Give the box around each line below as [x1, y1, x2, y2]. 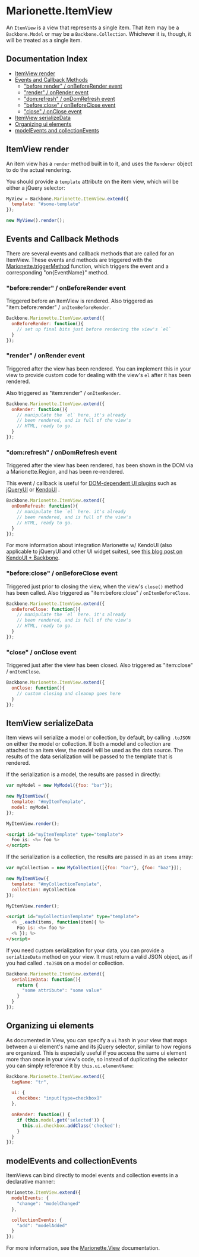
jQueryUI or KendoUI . [6, 486, 61, 493]
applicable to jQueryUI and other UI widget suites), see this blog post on [6, 548, 183, 555]
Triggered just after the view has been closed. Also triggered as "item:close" [6, 662, 193, 669]
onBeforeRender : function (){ [11, 321, 84, 327]
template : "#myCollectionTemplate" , [11, 881, 102, 887]
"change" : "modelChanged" [17, 1200, 81, 1206]
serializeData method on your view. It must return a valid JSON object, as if [6, 953, 193, 960]
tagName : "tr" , [11, 1079, 49, 1085]
